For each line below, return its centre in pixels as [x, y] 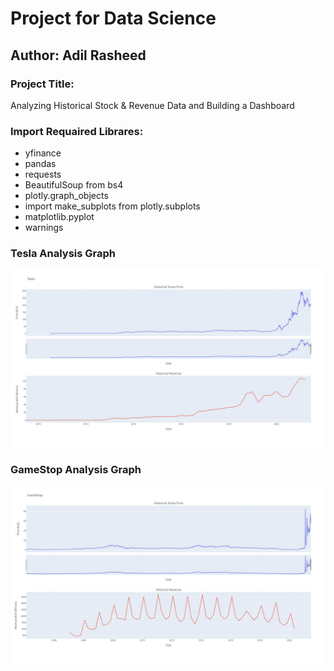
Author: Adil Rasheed [78, 55]
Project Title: [42, 84]
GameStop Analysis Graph [76, 469]
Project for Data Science [113, 18]
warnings [44, 228]
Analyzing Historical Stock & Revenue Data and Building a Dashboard [152, 105]
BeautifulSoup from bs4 [74, 185]
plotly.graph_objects [66, 196]
